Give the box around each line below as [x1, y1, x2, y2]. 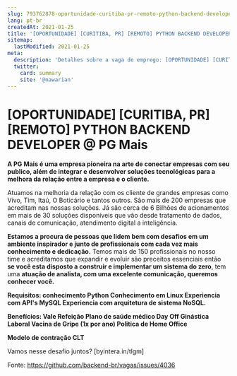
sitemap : [7, 37, 33, 44]
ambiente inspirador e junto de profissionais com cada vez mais [7, 240, 199, 248]
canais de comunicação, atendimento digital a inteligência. [7, 218, 178, 227]
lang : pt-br [7, 17, 42, 24]
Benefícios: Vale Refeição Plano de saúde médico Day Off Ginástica [7, 312, 209, 321]
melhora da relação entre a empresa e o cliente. [7, 175, 150, 184]
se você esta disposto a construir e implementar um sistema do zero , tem [7, 262, 226, 271]
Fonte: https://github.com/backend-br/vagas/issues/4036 [7, 361, 176, 370]
